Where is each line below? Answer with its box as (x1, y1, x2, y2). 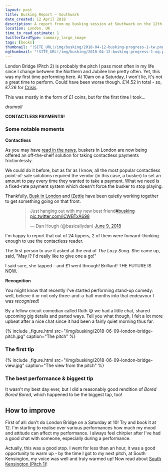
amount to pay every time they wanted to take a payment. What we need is (5, 178, 159, 184)
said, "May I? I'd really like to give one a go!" (5, 253, 96, 259)
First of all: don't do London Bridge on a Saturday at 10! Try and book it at (5, 419, 156, 425)
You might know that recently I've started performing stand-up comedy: (5, 287, 153, 293)
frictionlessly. (5, 157, 33, 163)
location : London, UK (5, 26, 50, 31)
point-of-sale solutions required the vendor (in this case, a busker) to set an (5, 172, 161, 178)
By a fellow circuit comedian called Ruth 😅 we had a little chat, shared (5, 307, 150, 313)
